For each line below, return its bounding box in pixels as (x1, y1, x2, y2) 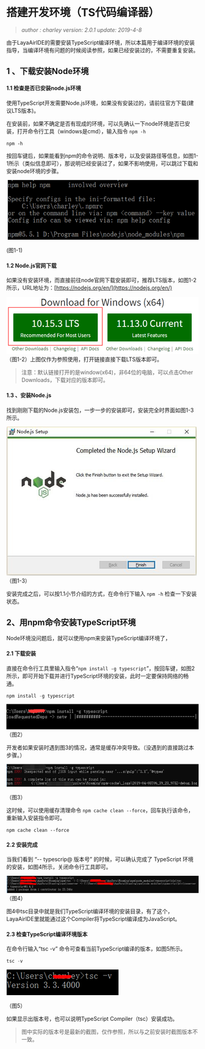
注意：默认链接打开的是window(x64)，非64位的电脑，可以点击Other (21, 368, 193, 376)
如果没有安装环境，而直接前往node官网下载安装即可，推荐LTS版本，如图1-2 (6, 277, 197, 284)
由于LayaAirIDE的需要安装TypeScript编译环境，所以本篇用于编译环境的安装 (6, 39, 195, 46)
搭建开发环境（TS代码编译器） (6, 6, 160, 20)
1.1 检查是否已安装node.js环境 (6, 84, 81, 92)
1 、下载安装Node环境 (6, 66, 89, 77)
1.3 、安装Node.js (6, 391, 52, 398)
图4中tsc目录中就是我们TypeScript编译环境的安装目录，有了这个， (6, 908, 173, 915)
